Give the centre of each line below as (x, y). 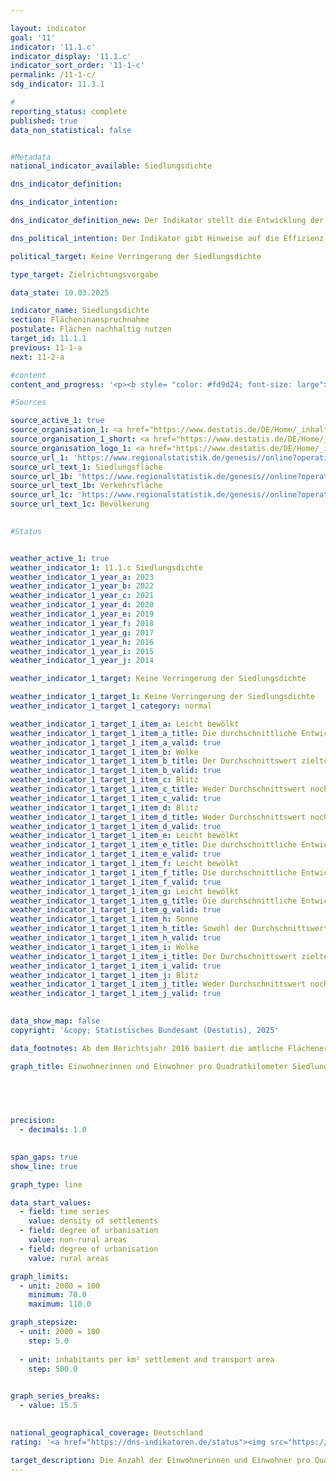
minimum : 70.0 (57, 1295)
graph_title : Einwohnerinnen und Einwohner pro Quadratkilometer (149, 1066)
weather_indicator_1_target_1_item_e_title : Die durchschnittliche (154, 845)
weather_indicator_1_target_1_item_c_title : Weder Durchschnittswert (158, 789)
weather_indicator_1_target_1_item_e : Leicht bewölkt (125, 836)
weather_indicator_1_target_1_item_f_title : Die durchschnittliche (154, 872)
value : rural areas (69, 1258)
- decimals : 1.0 (53, 1130)
